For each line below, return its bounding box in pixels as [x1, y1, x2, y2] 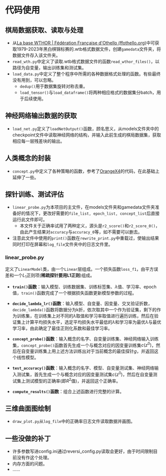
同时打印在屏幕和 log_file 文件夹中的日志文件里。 [12, 241, 113, 247]
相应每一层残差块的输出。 [12, 138, 65, 144]
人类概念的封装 [5, 154, 51, 163]
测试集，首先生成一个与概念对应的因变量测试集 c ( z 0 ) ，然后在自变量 [16, 370, 154, 377]
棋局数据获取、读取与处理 [5, 26, 83, 34]
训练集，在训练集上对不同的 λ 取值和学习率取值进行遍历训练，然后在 [16, 313, 155, 319]
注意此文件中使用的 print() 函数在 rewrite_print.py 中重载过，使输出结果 [12, 235, 160, 241]
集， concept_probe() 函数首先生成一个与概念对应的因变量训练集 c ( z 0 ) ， [12, 341, 156, 348]
